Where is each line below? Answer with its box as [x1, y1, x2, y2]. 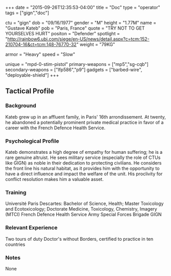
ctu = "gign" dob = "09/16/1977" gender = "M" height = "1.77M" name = [5, 20, 157, 26]
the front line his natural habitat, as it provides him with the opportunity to [5, 165, 160, 171]
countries [5, 241, 26, 247]
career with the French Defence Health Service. [5, 125, 106, 131]
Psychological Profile [5, 137, 60, 145]
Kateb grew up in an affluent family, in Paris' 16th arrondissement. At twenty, [5, 113, 166, 120]
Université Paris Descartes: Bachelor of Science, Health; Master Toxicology [5, 200, 164, 206]
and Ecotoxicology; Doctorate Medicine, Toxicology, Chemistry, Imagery [5, 206, 157, 212]
